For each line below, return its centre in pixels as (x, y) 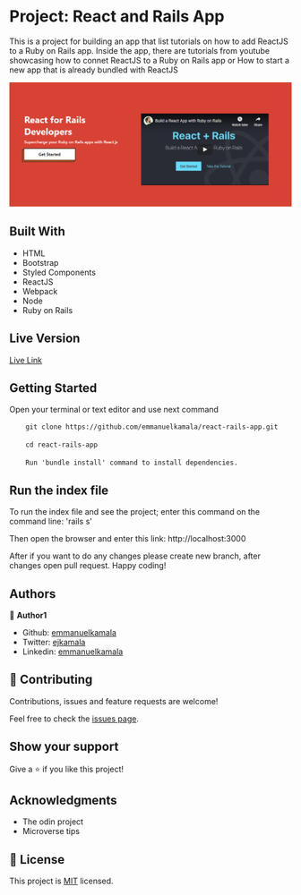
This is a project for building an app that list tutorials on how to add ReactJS (149, 41)
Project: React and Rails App (117, 17)
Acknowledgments (64, 800)
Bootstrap (40, 262)
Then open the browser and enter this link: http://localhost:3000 (128, 539)
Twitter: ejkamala (54, 642)
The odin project (52, 822)
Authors (33, 594)
